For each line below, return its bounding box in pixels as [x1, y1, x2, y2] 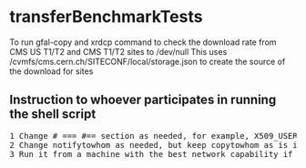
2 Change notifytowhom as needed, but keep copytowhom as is [9, 140, 289, 150]
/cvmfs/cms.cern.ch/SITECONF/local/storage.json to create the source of [9, 56, 286, 67]
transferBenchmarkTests [9, 6, 203, 27]
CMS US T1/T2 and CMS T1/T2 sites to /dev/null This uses [9, 46, 228, 57]
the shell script [9, 107, 97, 122]
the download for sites [9, 66, 94, 77]
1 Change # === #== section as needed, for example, [9, 131, 250, 141]
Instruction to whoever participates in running [9, 92, 277, 108]
